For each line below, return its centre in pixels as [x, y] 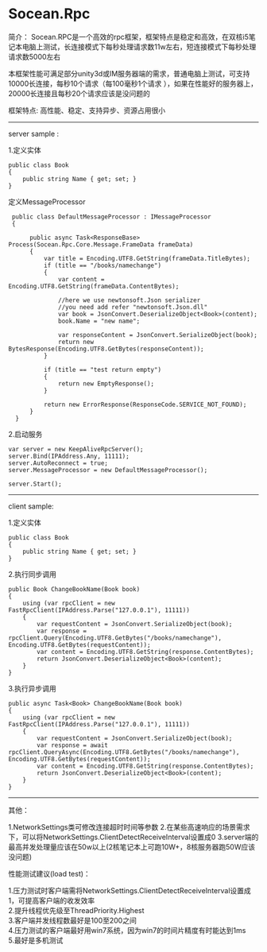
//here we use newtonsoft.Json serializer [130, 300]
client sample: [31, 506]
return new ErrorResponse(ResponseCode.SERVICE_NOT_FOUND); [145, 404]
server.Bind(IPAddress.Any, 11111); [69, 456]
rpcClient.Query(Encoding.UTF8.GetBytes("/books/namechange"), [115, 638]
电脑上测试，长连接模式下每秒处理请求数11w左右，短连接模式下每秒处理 [139, 46]
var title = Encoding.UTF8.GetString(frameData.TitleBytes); [147, 258]
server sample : [34, 134]
